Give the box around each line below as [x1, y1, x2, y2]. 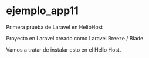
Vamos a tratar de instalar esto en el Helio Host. [6, 46, 121, 53]
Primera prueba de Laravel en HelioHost [6, 23, 103, 30]
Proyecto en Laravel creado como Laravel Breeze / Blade [6, 35, 144, 42]
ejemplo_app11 [6, 4, 79, 18]
